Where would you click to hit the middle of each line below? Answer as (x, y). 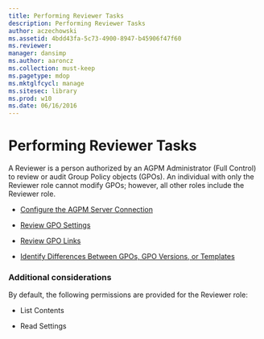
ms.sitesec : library (43, 91)
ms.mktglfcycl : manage (46, 83)
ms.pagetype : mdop (39, 76)
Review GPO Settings (55, 225)
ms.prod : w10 (30, 98)
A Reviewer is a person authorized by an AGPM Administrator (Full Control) (132, 168)
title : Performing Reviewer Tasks (66, 16)
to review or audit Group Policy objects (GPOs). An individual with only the (132, 177)
